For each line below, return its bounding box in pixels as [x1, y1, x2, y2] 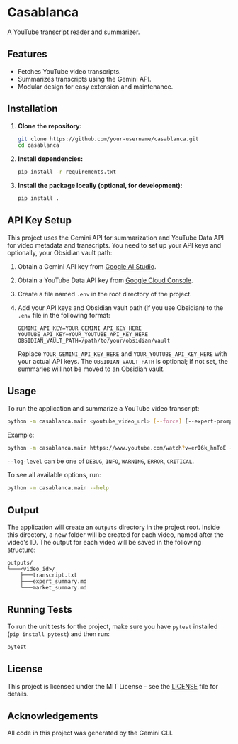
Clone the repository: [17, 121, 82, 130]
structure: [7, 545, 36, 554]
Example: [7, 431, 35, 439]
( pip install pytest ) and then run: [7, 629, 110, 638]
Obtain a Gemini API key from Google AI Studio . [17, 262, 157, 270]
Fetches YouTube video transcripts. [17, 67, 122, 75]
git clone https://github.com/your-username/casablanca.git [17, 135, 199, 143]
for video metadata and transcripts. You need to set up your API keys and [7, 240, 222, 249]
